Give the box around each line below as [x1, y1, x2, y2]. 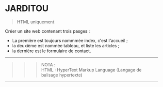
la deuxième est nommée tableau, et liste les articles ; [12, 43, 120, 48]
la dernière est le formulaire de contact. [12, 48, 91, 54]
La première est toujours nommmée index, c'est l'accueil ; [12, 37, 128, 43]
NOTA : [41, 61, 56, 68]
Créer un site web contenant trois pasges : [5, 28, 90, 34]
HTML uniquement [16, 19, 54, 25]
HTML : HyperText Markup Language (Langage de [41, 67, 142, 72]
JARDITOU [5, 3, 49, 14]
